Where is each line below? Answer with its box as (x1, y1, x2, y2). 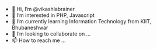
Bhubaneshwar (11, 24, 48, 31)
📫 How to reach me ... (11, 37, 66, 44)
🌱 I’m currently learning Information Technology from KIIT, (11, 18, 152, 24)
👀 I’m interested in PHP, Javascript (11, 12, 95, 19)
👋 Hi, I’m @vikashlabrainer (11, 6, 75, 12)
